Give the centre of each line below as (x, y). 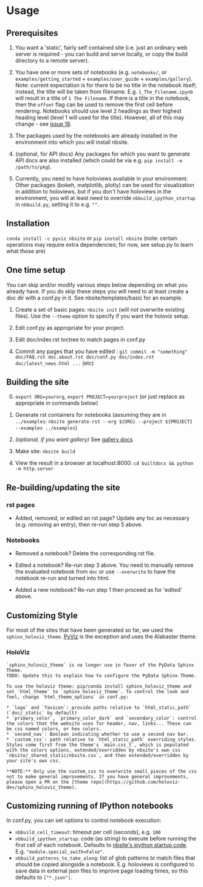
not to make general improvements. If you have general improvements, (98, 776)
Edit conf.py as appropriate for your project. (70, 327)
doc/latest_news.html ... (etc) (54, 363)
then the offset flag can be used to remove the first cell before (94, 104)
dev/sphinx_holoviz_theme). (42, 787)
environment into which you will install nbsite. (72, 142)
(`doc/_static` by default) (42, 713)
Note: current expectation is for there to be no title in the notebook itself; (106, 85)
